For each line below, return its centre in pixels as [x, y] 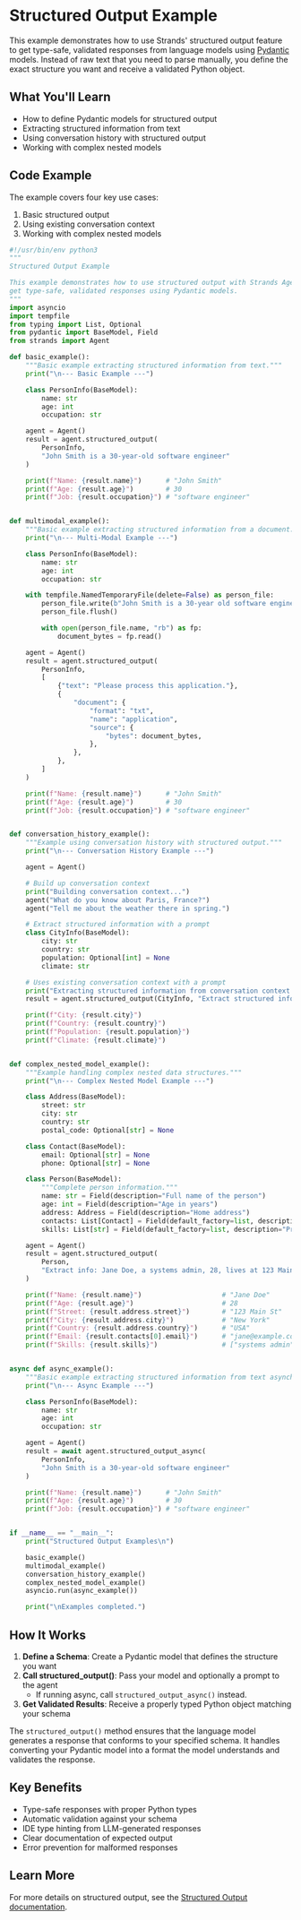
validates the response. [52, 1760]
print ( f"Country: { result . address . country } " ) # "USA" [138, 1328]
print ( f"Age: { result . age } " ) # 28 [132, 1303]
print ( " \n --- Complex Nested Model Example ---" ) [120, 1081]
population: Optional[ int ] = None [106, 958]
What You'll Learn [60, 97]
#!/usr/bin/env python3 [54, 250]
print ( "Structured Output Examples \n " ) [100, 1542]
